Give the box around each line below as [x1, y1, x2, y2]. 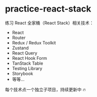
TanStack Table [12, 60, 44, 66]
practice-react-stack [5, 3, 91, 14]
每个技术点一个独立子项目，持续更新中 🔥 [5, 86, 86, 92]
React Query [12, 50, 37, 56]
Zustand [12, 45, 29, 51]
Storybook [12, 70, 33, 76]
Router [12, 35, 26, 41]
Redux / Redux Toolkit [12, 40, 56, 45]
